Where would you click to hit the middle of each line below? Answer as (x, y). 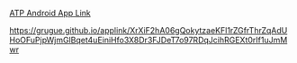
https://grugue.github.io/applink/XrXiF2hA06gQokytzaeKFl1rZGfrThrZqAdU (148, 30)
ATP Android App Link (50, 13)
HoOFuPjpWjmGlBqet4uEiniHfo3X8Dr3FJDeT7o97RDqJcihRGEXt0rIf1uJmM (148, 40)
